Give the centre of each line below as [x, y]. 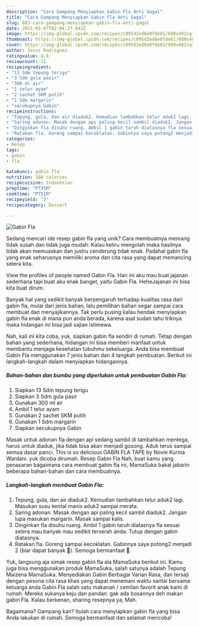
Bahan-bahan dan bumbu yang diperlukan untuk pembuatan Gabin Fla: [97, 375]
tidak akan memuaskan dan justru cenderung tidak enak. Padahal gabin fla [97, 251]
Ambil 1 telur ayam [37, 409]
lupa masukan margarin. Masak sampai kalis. [69, 519]
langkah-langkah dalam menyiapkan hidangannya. [68, 362]
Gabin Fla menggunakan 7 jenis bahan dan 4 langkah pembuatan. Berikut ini [99, 355]
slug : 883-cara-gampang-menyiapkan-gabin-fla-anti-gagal [78, 23]
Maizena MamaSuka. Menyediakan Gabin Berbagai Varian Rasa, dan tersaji [98, 575]
